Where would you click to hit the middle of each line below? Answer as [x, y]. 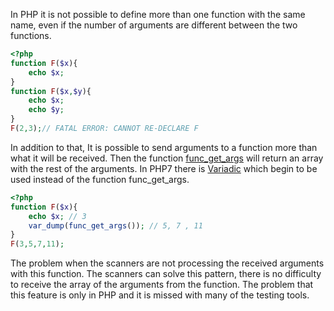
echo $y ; [46, 110]
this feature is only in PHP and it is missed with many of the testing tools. [160, 295]
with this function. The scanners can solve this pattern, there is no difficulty [166, 274]
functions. [31, 35]
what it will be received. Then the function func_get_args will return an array [167, 158]
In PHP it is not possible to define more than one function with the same [158, 14]
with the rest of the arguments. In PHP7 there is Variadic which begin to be [164, 168]
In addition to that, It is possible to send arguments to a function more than [164, 147]
